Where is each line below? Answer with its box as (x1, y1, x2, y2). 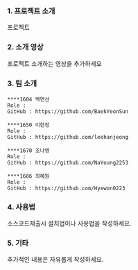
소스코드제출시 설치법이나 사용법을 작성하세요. (7, 219, 132, 228)
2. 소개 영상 (7, 42, 44, 52)
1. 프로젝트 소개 (7, 6, 55, 15)
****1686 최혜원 (7, 172, 50, 180)
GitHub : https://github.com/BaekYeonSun (7, 108, 129, 115)
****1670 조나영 (7, 147, 50, 154)
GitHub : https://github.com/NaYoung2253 (7, 159, 129, 166)
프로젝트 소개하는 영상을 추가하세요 (7, 59, 102, 67)
